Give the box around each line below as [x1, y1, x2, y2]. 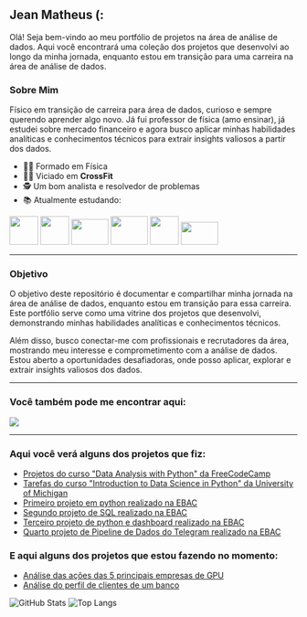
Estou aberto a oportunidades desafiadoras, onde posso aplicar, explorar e [9, 355, 291, 366]
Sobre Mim [9, 83, 59, 96]
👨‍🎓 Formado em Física [22, 161, 108, 172]
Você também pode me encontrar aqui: [9, 396, 186, 409]
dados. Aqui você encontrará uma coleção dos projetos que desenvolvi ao [9, 41, 290, 52]
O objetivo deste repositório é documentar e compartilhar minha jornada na [9, 288, 293, 300]
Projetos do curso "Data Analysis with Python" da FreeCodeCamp [22, 468, 271, 479]
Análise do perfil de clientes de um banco [22, 580, 180, 590]
